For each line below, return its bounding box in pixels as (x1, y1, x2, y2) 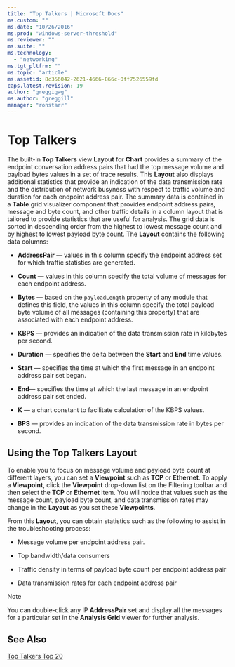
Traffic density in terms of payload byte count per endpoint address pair (17, 564, 227, 573)
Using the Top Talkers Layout (7, 447, 137, 459)
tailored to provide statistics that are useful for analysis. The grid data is (7, 215, 215, 223)
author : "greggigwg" (7, 88, 68, 95)
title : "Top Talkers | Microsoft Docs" (7, 10, 124, 18)
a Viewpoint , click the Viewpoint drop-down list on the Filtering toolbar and (7, 480, 227, 489)
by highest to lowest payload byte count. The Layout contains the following (7, 230, 225, 238)
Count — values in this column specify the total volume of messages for (17, 272, 227, 280)
